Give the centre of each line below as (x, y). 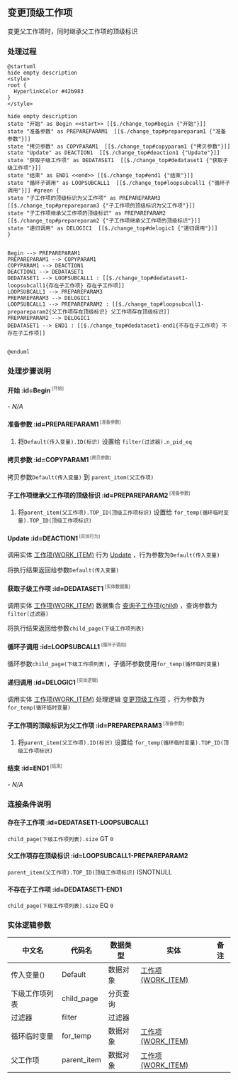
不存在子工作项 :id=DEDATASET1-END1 (65, 889)
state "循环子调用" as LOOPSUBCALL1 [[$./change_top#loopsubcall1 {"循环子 (119, 183)
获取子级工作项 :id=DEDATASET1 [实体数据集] (69, 588)
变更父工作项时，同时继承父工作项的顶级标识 (73, 31)
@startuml (22, 67)
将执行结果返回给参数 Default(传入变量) (63, 570)
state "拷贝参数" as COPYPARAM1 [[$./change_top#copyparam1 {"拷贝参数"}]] (119, 147)
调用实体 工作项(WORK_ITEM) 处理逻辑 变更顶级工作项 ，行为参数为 (106, 699)
